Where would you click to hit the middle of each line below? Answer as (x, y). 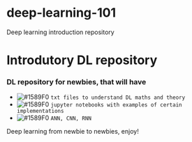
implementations (40, 111)
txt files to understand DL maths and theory (118, 98)
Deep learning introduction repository (60, 32)
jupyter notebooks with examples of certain (116, 105)
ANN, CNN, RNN (71, 119)
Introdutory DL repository (82, 60)
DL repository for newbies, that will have (76, 82)
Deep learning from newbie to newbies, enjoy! (73, 132)
